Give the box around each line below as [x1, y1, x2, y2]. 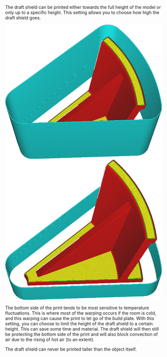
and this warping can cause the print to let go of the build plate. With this [5, 315, 155, 321]
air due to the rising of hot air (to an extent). [5, 336, 94, 343]
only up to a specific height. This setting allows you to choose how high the [5, 9, 160, 15]
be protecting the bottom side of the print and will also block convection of [5, 331, 158, 337]
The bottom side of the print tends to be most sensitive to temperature [5, 305, 149, 311]
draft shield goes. [5, 15, 41, 20]
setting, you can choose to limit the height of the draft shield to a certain [5, 321, 153, 327]
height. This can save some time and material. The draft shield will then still [5, 326, 159, 332]
